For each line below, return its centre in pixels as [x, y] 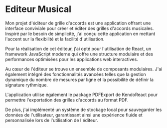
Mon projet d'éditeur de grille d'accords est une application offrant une [78, 23]
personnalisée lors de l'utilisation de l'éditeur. [52, 120]
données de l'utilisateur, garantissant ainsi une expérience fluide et [74, 115]
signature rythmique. [27, 85]
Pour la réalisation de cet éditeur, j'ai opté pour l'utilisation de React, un [78, 48]
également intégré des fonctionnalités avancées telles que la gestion [76, 74]
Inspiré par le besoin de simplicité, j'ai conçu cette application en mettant [80, 33]
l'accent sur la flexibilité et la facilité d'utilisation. [55, 39]
